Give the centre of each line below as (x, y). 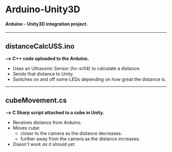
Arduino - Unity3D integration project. (47, 24)
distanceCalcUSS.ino (40, 46)
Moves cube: (26, 128)
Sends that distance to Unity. (43, 74)
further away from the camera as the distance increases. (80, 139)
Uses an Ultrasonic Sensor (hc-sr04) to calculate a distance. (77, 69)
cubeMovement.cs (36, 100)
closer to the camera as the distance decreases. (71, 134)
